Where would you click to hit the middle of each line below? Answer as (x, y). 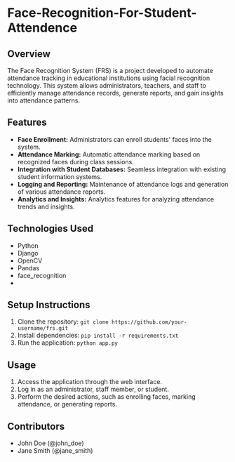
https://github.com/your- (149, 322)
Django (28, 253)
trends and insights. (46, 206)
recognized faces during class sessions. (76, 161)
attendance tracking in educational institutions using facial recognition (109, 78)
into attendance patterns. (44, 100)
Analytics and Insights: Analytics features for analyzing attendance (116, 199)
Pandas (28, 268)
